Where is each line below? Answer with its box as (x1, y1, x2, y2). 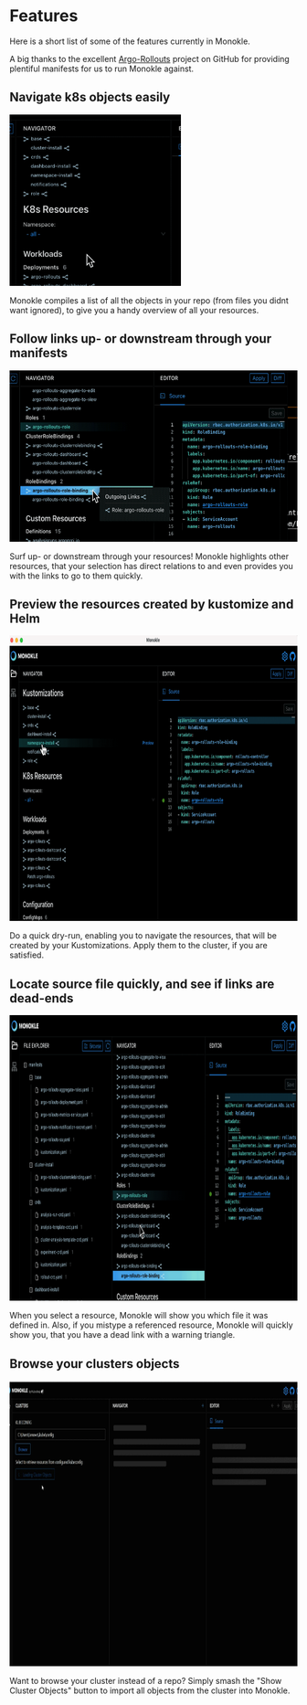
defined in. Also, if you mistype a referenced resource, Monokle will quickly (9, 1319, 294, 1330)
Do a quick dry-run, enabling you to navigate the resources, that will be (9, 930, 277, 941)
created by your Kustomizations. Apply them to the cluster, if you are (9, 940, 268, 951)
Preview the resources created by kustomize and (9, 596, 294, 612)
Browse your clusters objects (9, 1356, 180, 1371)
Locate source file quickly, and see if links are (9, 976, 275, 991)
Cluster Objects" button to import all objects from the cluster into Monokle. (9, 1685, 291, 1696)
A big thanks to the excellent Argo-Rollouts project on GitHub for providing (9, 53, 290, 64)
